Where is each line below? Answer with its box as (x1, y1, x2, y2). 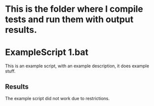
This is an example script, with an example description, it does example (5, 63, 150, 69)
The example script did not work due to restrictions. (5, 95, 110, 101)
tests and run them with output (5, 14, 134, 25)
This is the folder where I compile (5, 3, 143, 15)
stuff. (5, 68, 16, 74)
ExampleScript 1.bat (5, 47, 89, 58)
